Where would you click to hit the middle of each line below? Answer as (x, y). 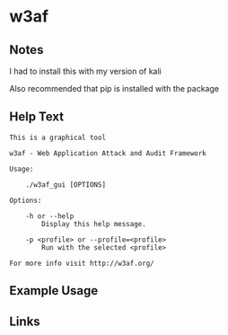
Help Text (37, 117)
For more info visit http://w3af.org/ (82, 263)
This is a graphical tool (57, 137)
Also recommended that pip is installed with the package (114, 88)
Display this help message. (94, 224)
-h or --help (50, 216)
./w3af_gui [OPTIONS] (66, 185)
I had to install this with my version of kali (85, 71)
